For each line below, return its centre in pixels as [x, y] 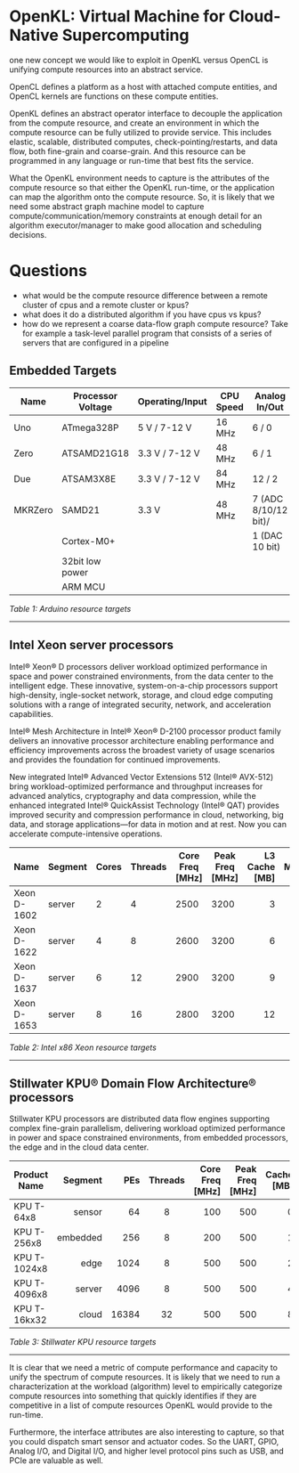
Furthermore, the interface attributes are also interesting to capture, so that [147, 1432]
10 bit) [267, 547]
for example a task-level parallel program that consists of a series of [147, 333]
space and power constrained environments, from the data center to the [141, 676]
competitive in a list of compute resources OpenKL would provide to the [141, 1405]
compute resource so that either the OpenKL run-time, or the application [142, 187]
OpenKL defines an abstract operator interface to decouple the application [146, 113]
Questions [48, 271]
